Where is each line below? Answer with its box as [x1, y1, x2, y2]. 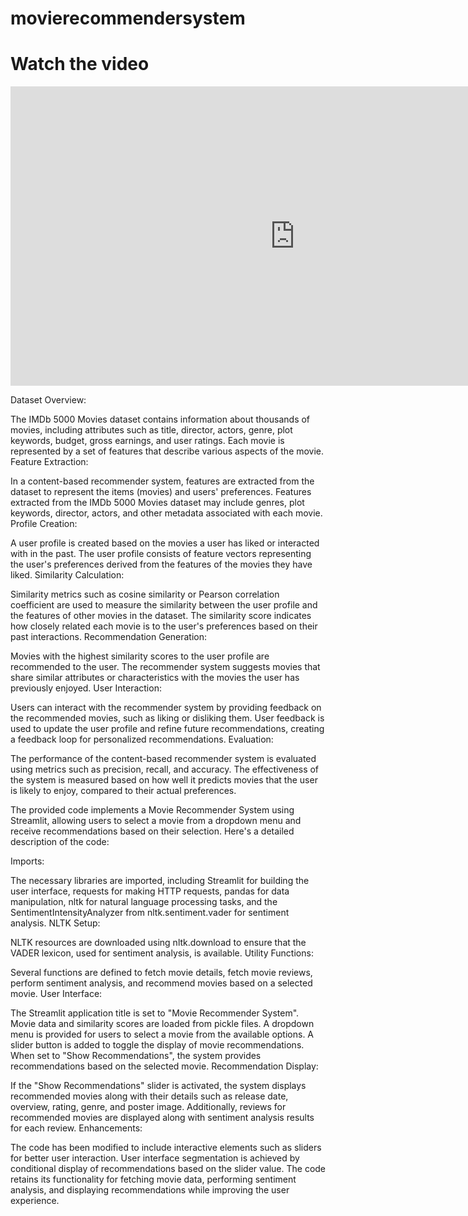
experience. [10, 1195, 60, 1207]
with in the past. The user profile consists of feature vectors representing [10, 548, 312, 560]
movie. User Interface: [10, 988, 103, 1000]
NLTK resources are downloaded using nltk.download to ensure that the [10, 937, 307, 949]
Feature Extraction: [10, 456, 89, 468]
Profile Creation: [10, 518, 78, 530]
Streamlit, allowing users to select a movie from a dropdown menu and [10, 815, 302, 827]
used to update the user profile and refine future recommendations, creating [10, 723, 325, 735]
